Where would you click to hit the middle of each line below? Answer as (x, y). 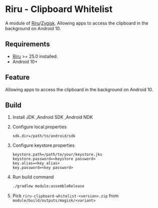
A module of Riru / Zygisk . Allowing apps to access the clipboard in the (77, 23)
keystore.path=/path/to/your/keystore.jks (57, 155)
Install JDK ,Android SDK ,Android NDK (53, 117)
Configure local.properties (39, 127)
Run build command (33, 177)
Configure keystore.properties (43, 145)
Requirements (27, 44)
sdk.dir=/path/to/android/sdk (44, 136)
